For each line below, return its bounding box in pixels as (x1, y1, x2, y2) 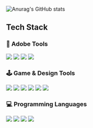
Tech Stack (6, 22, 48, 32)
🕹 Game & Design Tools (6, 69, 75, 77)
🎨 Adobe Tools (6, 40, 49, 48)
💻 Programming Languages (6, 100, 87, 108)
